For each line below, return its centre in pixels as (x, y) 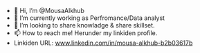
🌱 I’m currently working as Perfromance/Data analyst (89, 18)
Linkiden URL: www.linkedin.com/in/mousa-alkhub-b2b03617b (103, 43)
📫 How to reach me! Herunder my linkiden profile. (85, 33)
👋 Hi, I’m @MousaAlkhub (49, 11)
